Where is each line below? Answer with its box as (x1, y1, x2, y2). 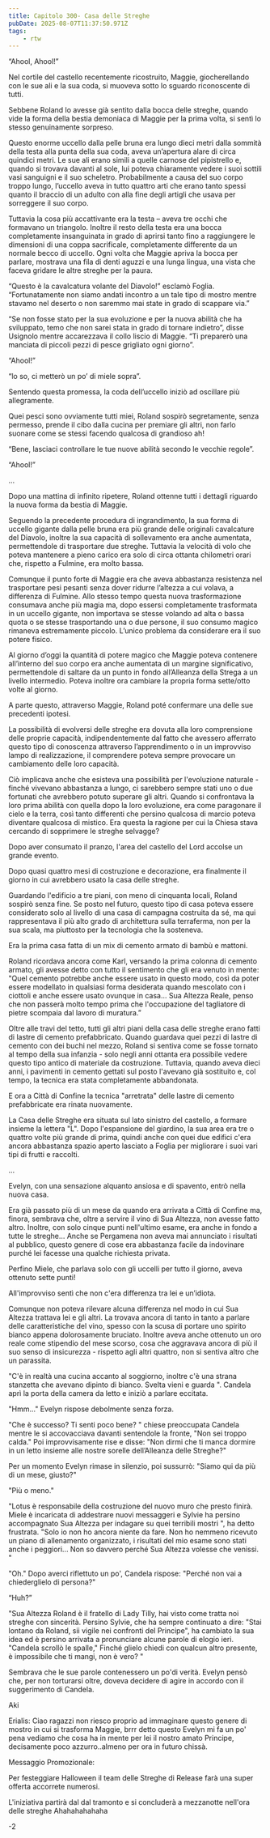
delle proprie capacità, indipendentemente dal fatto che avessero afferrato (8, 734, 256, 743)
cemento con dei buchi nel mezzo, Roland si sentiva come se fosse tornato (8, 1041, 259, 1051)
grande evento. (8, 851, 59, 861)
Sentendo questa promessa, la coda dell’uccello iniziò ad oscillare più (8, 387, 240, 397)
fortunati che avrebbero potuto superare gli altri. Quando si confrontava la (8, 792, 255, 802)
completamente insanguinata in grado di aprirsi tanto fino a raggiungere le (8, 232, 256, 241)
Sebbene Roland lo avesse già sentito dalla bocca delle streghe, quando (8, 105, 249, 115)
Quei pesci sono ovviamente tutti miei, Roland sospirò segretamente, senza (8, 411, 259, 421)
